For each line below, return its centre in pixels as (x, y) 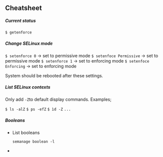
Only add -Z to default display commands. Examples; (58, 99)
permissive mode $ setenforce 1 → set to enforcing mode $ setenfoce (77, 61)
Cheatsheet (23, 8)
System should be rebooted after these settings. (54, 76)
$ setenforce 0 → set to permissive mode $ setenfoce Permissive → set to (82, 56)
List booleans (26, 133)
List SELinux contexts (28, 87)
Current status (20, 20)
